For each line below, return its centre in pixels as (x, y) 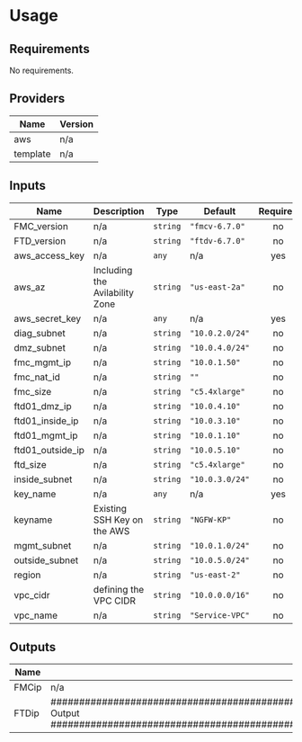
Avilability (114, 292)
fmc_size (33, 391)
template (32, 154)
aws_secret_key (48, 318)
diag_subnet (40, 333)
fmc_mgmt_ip (43, 362)
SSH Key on (118, 520)
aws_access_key (49, 255)
